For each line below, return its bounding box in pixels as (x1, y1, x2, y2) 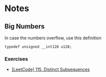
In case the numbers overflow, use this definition (4, 35, 102, 41)
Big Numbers (4, 22, 45, 31)
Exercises (4, 55, 29, 62)
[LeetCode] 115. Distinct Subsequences (11, 66, 90, 73)
